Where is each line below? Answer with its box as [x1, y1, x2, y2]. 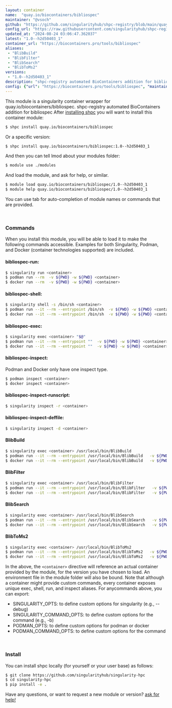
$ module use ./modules [5, 163, 56, 168]
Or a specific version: [5, 134, 51, 140]
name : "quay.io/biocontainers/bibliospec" [5, 12, 100, 17]
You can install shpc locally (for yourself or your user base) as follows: [5, 662, 154, 668]
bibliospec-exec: [5, 323, 42, 329]
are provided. [5, 201, 34, 208]
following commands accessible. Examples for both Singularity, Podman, [5, 241, 159, 248]
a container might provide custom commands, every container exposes [5, 580, 156, 586]
